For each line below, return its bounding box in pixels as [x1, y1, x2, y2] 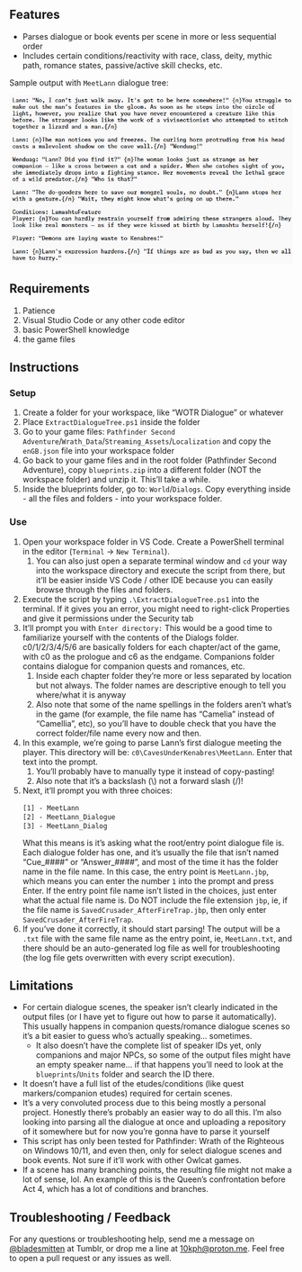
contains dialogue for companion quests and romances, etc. [22, 661, 245, 672]
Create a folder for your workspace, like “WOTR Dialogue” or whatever [22, 407, 284, 418]
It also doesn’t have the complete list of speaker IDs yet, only [35, 1040, 262, 1051]
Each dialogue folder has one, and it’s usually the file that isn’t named [22, 846, 280, 858]
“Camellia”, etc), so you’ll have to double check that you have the [35, 717, 277, 728]
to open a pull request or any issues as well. [9, 1253, 173, 1264]
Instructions [9, 360, 79, 375]
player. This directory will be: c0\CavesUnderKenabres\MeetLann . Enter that [22, 746, 293, 757]
